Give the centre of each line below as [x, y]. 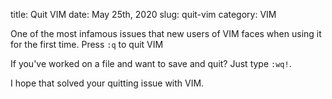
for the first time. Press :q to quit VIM [87, 44]
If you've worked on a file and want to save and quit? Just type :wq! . [151, 63]
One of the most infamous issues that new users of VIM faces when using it [166, 33]
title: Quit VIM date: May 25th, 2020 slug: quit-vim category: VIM [143, 14]
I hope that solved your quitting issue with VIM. [107, 83]
